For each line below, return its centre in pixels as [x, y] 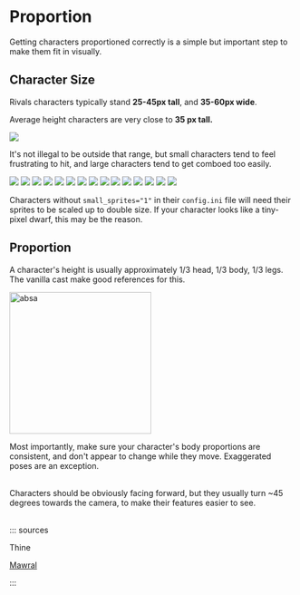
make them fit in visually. [56, 51]
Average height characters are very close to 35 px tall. [111, 119]
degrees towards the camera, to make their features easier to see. [133, 502]
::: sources [29, 530]
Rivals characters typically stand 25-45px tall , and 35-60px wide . [133, 102]
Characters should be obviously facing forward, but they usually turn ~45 [146, 493]
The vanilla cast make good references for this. [97, 279]
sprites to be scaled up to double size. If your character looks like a [135, 210]
